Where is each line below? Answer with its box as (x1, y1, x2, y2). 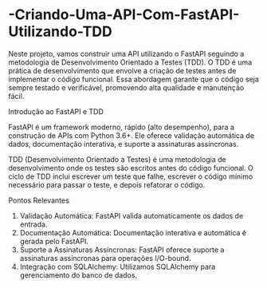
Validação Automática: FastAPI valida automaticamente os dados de (19, 211, 244, 220)
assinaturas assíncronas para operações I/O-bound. (19, 253, 191, 262)
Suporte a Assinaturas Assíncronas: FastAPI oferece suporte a (19, 245, 225, 254)
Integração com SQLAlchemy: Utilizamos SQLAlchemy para (19, 262, 216, 271)
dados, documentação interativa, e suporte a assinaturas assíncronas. (8, 139, 239, 148)
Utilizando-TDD (8, 22, 113, 41)
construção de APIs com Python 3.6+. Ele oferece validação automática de (8, 130, 255, 140)
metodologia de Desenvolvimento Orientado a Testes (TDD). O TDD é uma (8, 57, 253, 67)
